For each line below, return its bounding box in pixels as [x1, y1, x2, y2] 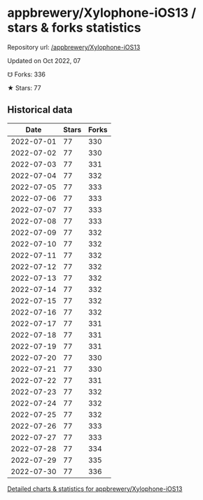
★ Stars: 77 [7, 83, 41, 92]
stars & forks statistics [7, 20, 141, 36]
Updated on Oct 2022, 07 [7, 56, 81, 64]
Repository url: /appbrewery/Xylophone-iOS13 [7, 43, 141, 51]
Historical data [7, 104, 73, 116]
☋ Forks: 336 [7, 70, 45, 78]
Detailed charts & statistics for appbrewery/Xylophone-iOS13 [7, 485, 183, 493]
